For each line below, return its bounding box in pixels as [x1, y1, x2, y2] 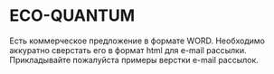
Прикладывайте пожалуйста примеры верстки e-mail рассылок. [9, 54, 260, 65]
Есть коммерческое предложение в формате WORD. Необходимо [9, 35, 265, 46]
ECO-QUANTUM [9, 5, 136, 26]
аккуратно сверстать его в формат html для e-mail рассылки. [9, 44, 247, 55]
